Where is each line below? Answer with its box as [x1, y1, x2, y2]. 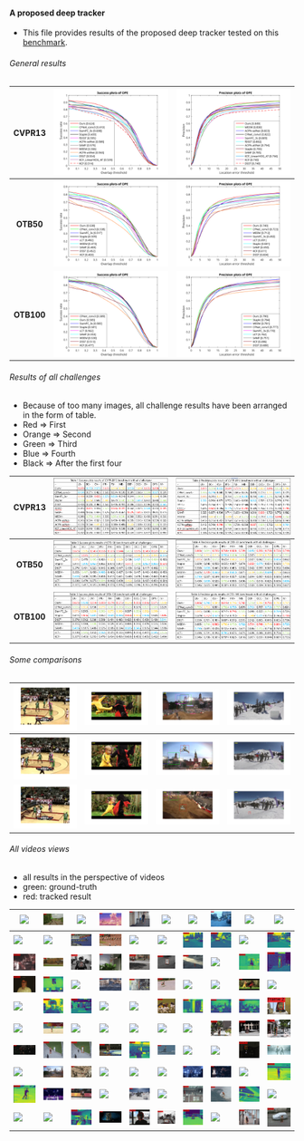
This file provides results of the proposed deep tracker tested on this [22, 27, 279, 38]
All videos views [9, 844, 70, 855]
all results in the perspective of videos [22, 871, 166, 883]
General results [9, 57, 67, 68]
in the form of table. [22, 409, 97, 421]
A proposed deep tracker [9, 7, 106, 18]
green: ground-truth [22, 881, 98, 892]
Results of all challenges [9, 372, 101, 382]
